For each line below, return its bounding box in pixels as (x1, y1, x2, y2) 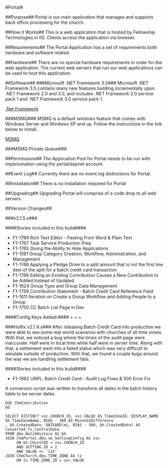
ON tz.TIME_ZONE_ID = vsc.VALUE (16, 458, 85, 463)
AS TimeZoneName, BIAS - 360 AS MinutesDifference (5, 418, 114, 423)
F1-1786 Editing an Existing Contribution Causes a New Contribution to (12, 272, 158, 278)
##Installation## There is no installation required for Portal (5, 181, 126, 186)
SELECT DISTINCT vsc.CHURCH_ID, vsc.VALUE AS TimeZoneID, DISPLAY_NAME (5, 414, 158, 419)
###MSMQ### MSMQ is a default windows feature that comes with (5, 115, 146, 122)
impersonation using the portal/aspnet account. (5, 161, 104, 167)
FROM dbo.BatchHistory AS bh (5, 431, 66, 436)
